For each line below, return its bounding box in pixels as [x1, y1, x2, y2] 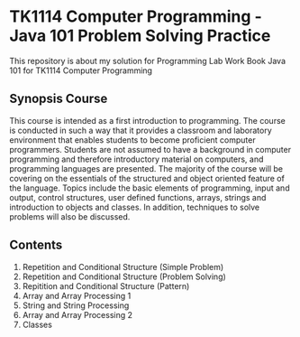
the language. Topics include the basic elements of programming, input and [9, 183, 290, 193]
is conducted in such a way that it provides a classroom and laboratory [9, 125, 272, 136]
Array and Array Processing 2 [22, 309, 133, 320]
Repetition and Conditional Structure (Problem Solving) [22, 271, 227, 282]
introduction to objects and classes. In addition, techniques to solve [9, 201, 259, 212]
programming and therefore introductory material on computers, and [9, 154, 264, 164]
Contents [9, 238, 63, 253]
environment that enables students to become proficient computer [9, 134, 256, 145]
